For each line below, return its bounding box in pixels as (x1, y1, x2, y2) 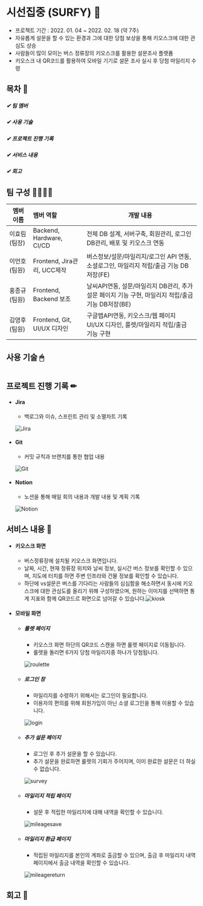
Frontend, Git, (33, 316, 72, 324)
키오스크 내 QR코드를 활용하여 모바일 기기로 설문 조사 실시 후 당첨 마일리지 (14, 57, 190, 64)
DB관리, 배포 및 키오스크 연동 (86, 239, 165, 247)
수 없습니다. (33, 765, 61, 773)
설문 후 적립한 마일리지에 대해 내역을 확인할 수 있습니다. (33, 808, 164, 816)
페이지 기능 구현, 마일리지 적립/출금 (99, 291, 193, 300)
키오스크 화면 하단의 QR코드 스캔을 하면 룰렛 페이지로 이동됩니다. (33, 641, 186, 649)
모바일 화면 (14, 610, 41, 617)
